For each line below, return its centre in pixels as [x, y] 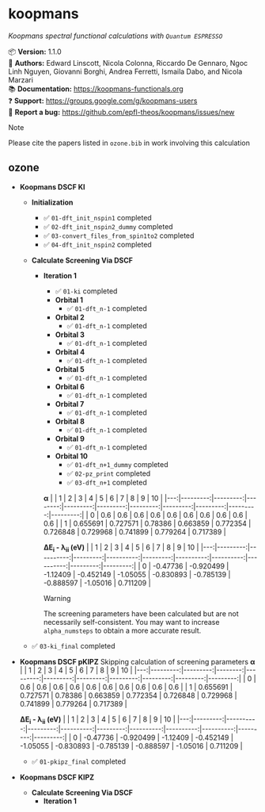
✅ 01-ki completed [86, 291]
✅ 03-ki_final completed [74, 645]
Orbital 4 [70, 352]
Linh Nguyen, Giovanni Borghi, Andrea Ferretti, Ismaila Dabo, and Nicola [125, 71]
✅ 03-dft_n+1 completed [107, 482]
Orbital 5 [70, 369]
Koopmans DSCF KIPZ [57, 777]
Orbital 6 [70, 386]
